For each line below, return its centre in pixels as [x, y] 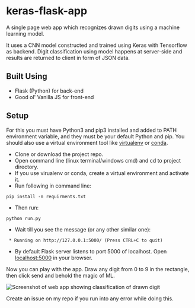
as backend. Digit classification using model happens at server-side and [94, 51]
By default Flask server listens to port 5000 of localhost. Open [91, 251]
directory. [26, 167]
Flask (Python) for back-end [49, 91]
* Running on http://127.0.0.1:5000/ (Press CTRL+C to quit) [86, 240]
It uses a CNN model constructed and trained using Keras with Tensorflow [97, 45]
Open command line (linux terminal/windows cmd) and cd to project [98, 160]
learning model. [25, 33]
